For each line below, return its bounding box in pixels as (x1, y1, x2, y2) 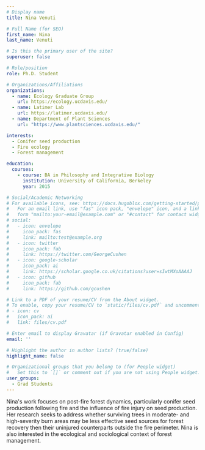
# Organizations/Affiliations (6, 81, 84, 88)
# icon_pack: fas (6, 228, 62, 234)
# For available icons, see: (6, 200, 81, 206)
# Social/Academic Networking (6, 194, 84, 201)
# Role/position (6, 65, 48, 71)
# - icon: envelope (6, 223, 62, 229)
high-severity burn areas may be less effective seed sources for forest (6, 417, 184, 424)
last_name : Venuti (6, 37, 53, 43)
